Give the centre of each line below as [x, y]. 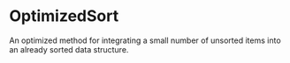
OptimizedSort [64, 16]
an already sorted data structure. [69, 49]
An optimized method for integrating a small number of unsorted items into [145, 40]
